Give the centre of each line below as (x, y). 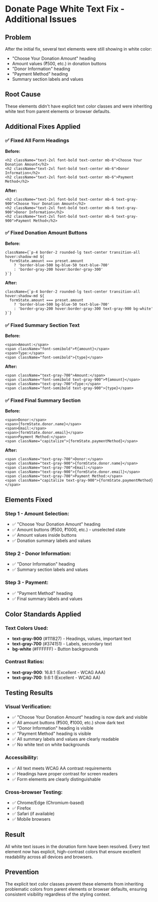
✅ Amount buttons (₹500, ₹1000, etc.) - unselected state (69, 530)
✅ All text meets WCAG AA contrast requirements (62, 768)
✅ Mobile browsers (31, 819)
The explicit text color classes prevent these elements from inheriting (74, 884)
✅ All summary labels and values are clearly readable (65, 739)
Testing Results (29, 693)
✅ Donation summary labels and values (52, 541)
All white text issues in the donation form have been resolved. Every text (77, 846)
